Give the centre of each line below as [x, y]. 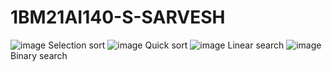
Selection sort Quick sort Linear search [166, 45]
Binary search [39, 55]
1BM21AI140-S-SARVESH [118, 17]
